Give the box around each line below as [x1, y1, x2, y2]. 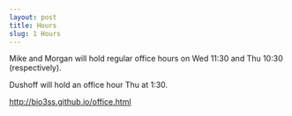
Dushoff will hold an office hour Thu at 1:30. [9, 80, 168, 91]
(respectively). [9, 62, 62, 73]
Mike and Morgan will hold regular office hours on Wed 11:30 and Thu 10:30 [9, 54, 284, 64]
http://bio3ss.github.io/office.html [9, 97, 131, 107]
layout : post [9, 12, 57, 22]
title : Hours [9, 21, 57, 30]
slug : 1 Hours [9, 29, 62, 38]
